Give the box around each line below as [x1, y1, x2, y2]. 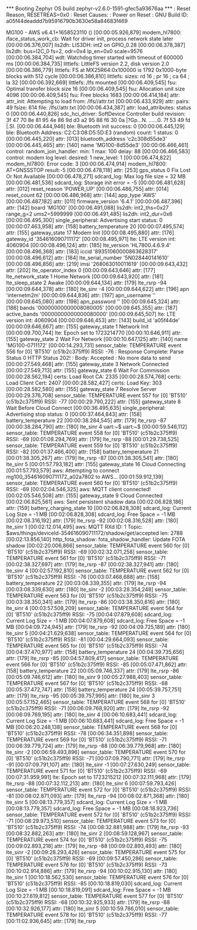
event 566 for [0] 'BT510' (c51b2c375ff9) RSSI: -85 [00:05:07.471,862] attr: [6, 661, 188, 668]
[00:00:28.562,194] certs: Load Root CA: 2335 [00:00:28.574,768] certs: [6, 373, 182, 380]
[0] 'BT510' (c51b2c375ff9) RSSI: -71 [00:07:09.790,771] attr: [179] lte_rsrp [6, 755, 185, 762]
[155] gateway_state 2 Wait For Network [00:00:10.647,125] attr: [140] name [6, 336, 188, 342]
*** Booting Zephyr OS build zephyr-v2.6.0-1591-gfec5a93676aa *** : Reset [6, 5, 191, 12]
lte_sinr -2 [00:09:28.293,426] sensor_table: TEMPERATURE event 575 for [6, 849, 186, 856]
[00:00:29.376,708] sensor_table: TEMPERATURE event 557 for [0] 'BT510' [6, 392, 188, 399]
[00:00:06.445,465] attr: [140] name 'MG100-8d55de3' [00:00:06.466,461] [6, 141, 189, 148]
